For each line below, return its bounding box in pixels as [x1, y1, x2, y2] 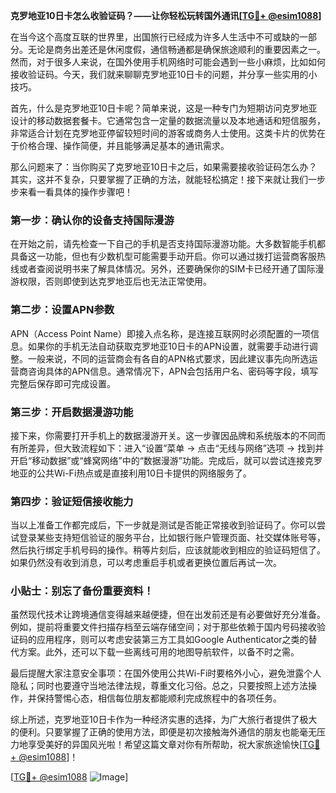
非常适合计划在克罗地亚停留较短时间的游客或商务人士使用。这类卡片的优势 [10, 127, 317, 139]
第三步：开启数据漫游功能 [10, 405, 134, 419]
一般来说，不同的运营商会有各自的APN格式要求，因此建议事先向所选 [27, 352, 310, 364]
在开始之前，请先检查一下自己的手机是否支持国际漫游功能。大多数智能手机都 [10, 238, 326, 250]
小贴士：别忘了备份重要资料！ [10, 584, 155, 598]
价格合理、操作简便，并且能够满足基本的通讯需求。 [18, 140, 230, 151]
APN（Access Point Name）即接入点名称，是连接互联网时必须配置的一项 [10, 327, 311, 339]
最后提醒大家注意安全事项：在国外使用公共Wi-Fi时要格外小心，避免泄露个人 [10, 667, 322, 679]
